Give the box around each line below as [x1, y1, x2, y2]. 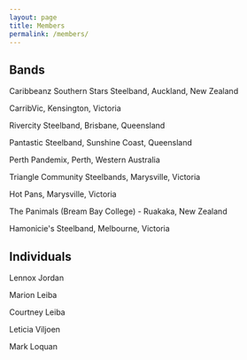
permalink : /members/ [9, 29, 89, 38]
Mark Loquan [9, 341, 58, 351]
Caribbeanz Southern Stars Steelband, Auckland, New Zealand [9, 86, 239, 97]
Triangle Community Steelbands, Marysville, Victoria [9, 172, 201, 183]
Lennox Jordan [9, 272, 65, 283]
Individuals [9, 249, 73, 264]
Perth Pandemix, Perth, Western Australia [9, 154, 161, 165]
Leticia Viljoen [9, 325, 60, 334]
